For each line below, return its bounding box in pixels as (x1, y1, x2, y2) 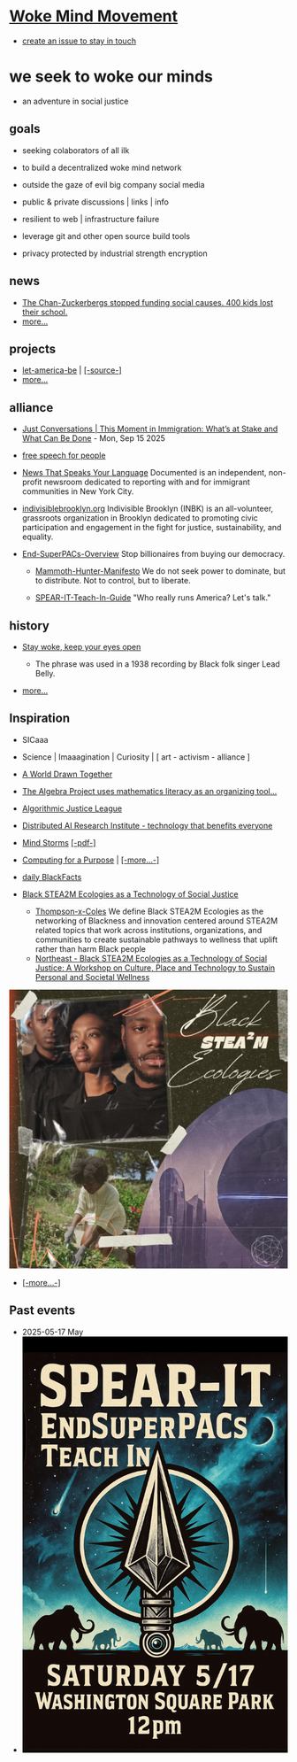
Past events (9, 1303, 76, 1318)
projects (9, 341, 57, 356)
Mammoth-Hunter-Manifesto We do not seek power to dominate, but (34, 566, 286, 576)
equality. (21, 531, 54, 542)
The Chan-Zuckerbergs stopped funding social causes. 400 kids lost (21, 297, 274, 307)
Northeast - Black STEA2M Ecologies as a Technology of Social (34, 953, 268, 963)
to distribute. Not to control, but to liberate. (34, 576, 192, 586)
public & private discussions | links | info (21, 197, 170, 207)
